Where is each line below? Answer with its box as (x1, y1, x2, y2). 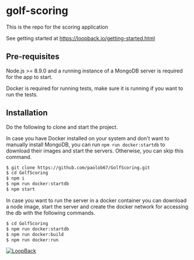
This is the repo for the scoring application (6, 23, 108, 30)
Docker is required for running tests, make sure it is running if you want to (6, 85, 183, 92)
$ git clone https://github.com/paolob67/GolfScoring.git (6, 165, 150, 171)
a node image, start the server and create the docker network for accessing (6, 203, 189, 210)
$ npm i (6, 175, 25, 182)
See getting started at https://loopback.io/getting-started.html (6, 34, 155, 41)
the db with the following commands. (6, 209, 95, 216)
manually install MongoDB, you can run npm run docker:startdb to (6, 141, 165, 148)
